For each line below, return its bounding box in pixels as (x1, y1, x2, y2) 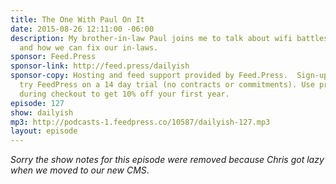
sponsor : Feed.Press (10, 52, 97, 62)
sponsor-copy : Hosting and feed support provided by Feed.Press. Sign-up (10, 71, 329, 81)
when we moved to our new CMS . (10, 164, 150, 176)
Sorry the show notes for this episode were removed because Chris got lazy (10, 154, 325, 166)
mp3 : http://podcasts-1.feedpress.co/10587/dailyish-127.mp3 (10, 117, 271, 127)
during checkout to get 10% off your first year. (19, 89, 230, 99)
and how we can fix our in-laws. (19, 42, 159, 53)
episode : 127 (10, 98, 65, 108)
